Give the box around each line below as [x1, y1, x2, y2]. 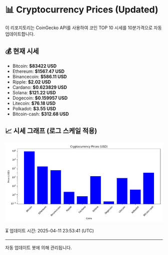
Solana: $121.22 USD [12, 89, 56, 95]
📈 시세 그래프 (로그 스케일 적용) [5, 126, 97, 136]
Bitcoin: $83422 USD [12, 63, 57, 69]
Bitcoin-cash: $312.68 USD [12, 111, 69, 117]
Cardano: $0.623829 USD [12, 84, 67, 90]
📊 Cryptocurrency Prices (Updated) [5, 4, 158, 16]
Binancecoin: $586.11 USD [12, 73, 67, 79]
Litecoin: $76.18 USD [12, 100, 56, 106]
